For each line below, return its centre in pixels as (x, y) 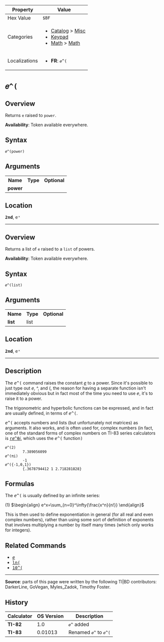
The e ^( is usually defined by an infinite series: (52, 496)
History (17, 602)
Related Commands (36, 545)
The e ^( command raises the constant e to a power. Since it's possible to (79, 383)
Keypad (60, 37)
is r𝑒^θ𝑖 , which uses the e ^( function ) (44, 438)
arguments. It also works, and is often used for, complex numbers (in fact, (79, 428)
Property (22, 10)
